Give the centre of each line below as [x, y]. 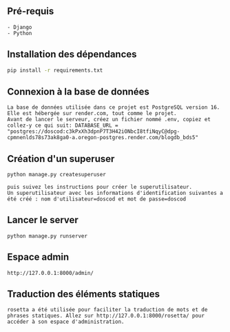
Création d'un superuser [61, 159]
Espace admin [38, 257]
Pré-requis [31, 11]
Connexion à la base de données [79, 91]
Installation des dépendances [72, 54]
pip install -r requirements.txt [55, 70]
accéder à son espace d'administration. [66, 322]
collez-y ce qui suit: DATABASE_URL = [63, 126]
